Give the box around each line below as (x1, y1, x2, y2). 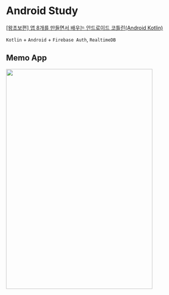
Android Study (6, 4, 78, 18)
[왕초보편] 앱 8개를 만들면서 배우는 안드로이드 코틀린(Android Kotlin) (6, 24, 163, 31)
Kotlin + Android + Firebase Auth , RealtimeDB (6, 36, 116, 43)
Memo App (6, 53, 47, 63)
